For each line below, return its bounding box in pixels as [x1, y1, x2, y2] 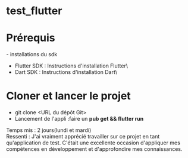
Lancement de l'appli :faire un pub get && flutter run [14, 115, 144, 122]
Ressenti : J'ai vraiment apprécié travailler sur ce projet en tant [6, 133, 160, 140]
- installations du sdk [6, 51, 58, 58]
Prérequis [6, 31, 55, 45]
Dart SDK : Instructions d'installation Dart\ [14, 69, 118, 76]
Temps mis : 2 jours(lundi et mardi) [6, 127, 92, 134]
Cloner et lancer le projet [6, 89, 131, 103]
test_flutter [6, 4, 62, 18]
